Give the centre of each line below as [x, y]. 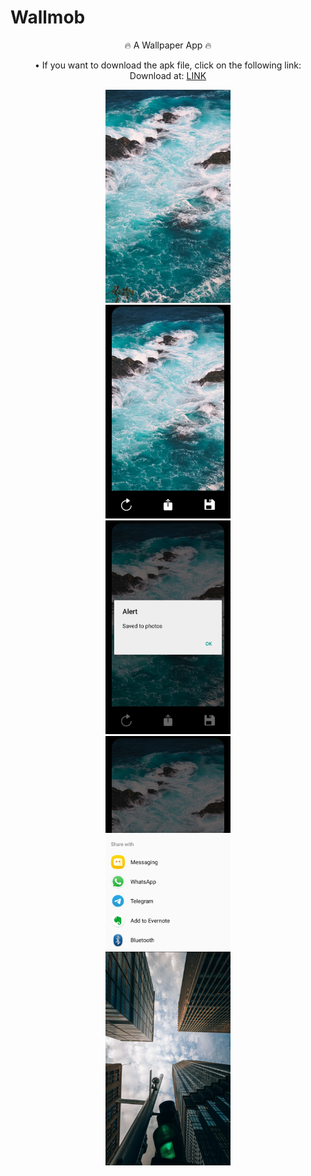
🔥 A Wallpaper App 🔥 [168, 45]
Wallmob [48, 17]
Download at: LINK [168, 75]
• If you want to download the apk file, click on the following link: [168, 65]
